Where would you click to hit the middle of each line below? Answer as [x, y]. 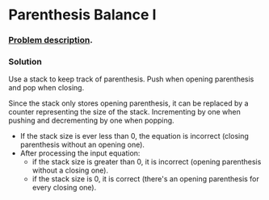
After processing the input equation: [80, 153]
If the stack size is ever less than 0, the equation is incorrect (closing [134, 136]
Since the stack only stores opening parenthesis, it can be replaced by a [128, 103]
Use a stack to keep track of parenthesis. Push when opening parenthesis [131, 79]
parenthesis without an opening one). [82, 145]
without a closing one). [70, 170]
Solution [25, 62]
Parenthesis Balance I [82, 15]
